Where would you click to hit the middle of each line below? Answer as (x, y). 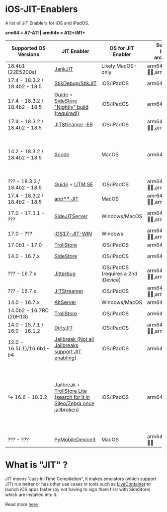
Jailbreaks (66, 345)
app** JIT (66, 199)
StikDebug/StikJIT (76, 83)
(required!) (67, 113)
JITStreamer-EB (74, 124)
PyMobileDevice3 (75, 439)
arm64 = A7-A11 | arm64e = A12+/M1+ (45, 32)
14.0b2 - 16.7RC (28, 310)
